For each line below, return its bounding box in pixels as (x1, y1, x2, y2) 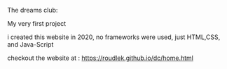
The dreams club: (7, 6, 58, 14)
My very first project (7, 20, 67, 27)
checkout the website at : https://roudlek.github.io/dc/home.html (7, 54, 194, 62)
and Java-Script (7, 40, 54, 48)
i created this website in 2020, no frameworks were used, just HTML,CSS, (7, 33, 221, 41)
